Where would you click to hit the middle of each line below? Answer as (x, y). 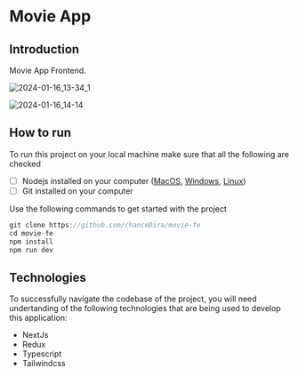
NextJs (35, 335)
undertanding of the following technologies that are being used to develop (145, 308)
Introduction (44, 49)
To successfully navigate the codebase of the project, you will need (133, 299)
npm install (31, 242)
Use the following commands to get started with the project (118, 208)
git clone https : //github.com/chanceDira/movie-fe (105, 225)
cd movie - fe (31, 233)
